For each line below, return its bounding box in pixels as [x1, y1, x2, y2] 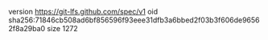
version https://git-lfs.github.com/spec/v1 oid [8, 7, 159, 16]
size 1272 [47, 24, 78, 33]
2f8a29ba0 [8, 24, 46, 33]
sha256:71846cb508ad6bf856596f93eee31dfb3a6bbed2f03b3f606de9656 [8, 15, 260, 25]
